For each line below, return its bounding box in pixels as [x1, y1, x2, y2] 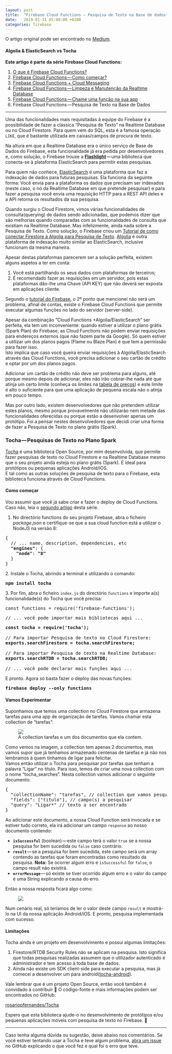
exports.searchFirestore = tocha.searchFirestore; [5, 640, 135, 646]
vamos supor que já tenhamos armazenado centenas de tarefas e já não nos [5, 750, 167, 756]
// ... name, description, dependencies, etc [10, 540, 127, 546]
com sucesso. [5, 916, 35, 923]
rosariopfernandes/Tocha [5, 1002, 59, 1008]
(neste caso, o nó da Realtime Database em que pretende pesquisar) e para [5, 185, 165, 191]
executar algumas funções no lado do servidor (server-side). [5, 307, 134, 313]
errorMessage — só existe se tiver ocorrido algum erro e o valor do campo [12, 870, 167, 876]
